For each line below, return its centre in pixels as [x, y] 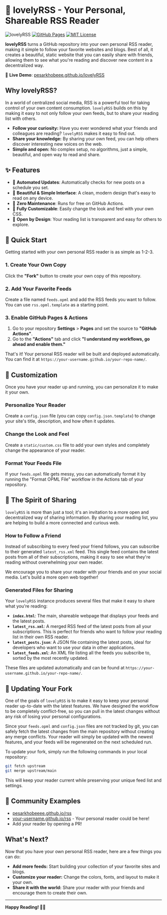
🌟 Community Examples [43, 801]
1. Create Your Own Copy [36, 265]
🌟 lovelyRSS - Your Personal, [65, 10]
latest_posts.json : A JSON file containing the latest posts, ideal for [82, 642]
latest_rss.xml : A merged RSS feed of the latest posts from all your [82, 626]
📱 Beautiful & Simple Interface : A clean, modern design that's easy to [84, 193]
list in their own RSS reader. [41, 637]
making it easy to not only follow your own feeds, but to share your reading [82, 113]
